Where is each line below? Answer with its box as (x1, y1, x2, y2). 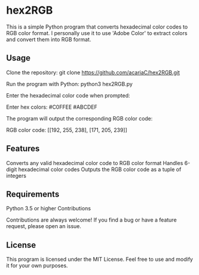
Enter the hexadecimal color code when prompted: (6, 91, 131, 99)
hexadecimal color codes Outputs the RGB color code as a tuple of (18, 166, 182, 173)
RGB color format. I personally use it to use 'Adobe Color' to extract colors (6, 29, 188, 36)
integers (6, 172, 27, 179)
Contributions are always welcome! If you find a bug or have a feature (6, 216, 177, 223)
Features (6, 144, 40, 154)
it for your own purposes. (6, 262, 68, 269)
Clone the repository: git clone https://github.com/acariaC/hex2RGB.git (6, 69, 180, 76)
